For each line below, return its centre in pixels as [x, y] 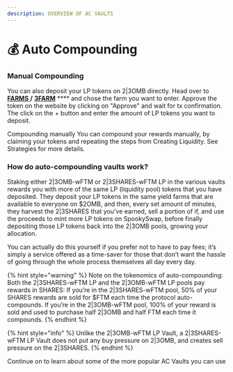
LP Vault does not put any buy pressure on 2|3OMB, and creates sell [125, 341]
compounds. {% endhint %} [47, 320]
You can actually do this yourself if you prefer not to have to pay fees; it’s [112, 247]
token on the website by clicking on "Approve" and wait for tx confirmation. [115, 106]
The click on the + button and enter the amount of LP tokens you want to [111, 113]
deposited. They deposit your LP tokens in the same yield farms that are [110, 197]
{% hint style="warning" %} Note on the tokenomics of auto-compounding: [115, 275]
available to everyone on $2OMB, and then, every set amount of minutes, [112, 204]
